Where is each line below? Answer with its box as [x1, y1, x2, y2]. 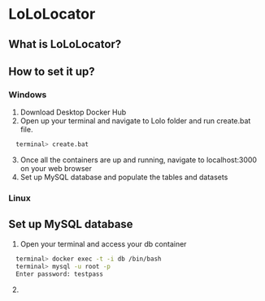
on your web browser [20, 164, 92, 174]
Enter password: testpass [15, 269, 104, 278]
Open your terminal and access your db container [20, 239, 187, 248]
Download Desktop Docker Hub [20, 107, 127, 118]
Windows [8, 88, 47, 100]
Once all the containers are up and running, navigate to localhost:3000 [20, 155, 258, 165]
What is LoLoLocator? [8, 37, 122, 51]
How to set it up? [8, 64, 95, 78]
